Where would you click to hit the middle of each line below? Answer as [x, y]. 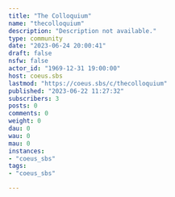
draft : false [30, 53]
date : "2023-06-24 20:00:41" [57, 46]
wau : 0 [19, 136]
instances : [27, 151]
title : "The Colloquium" [50, 16]
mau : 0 [19, 143]
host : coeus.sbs [35, 76]
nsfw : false [28, 61]
